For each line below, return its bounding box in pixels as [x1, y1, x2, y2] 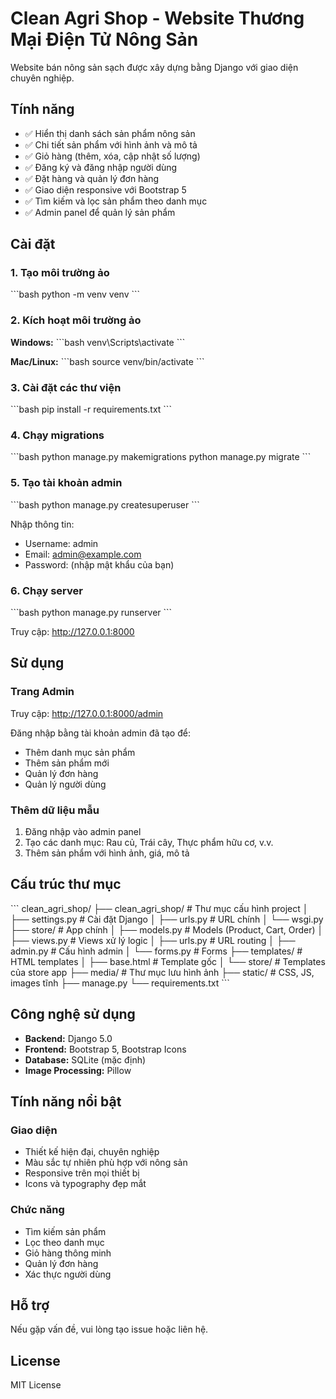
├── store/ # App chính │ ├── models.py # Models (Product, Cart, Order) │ [10, 923, 324, 936]
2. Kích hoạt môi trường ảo [10, 313, 142, 327]
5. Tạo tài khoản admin [10, 476, 123, 490]
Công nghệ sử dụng [10, 1006, 136, 1023]
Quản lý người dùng [24, 778, 107, 790]
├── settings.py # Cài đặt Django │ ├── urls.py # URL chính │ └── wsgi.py [10, 913, 324, 925]
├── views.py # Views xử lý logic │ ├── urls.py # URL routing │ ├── [10, 934, 296, 946]
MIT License [10, 1379, 62, 1391]
